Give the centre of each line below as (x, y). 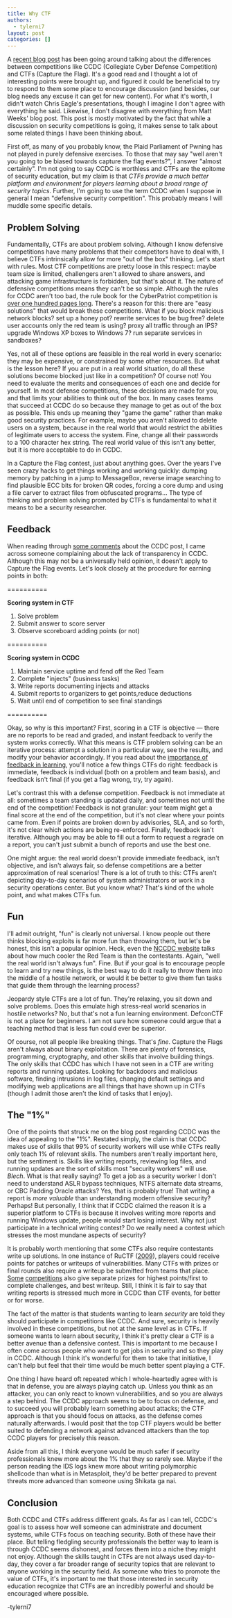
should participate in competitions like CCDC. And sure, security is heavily (113, 1321)
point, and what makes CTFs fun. (54, 894)
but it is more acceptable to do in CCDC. (65, 450)
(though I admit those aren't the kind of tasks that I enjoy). (90, 1093)
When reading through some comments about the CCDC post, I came (106, 546)
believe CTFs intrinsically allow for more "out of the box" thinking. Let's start (116, 259)
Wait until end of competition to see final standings (90, 701)
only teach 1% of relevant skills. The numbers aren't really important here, (113, 1154)
